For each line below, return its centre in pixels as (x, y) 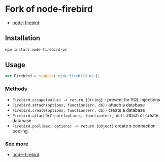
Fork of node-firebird (49, 9)
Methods (16, 89)
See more (17, 144)
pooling (20, 131)
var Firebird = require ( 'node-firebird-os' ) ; (52, 76)
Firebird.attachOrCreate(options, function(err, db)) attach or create (85, 115)
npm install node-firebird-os (36, 49)
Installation (23, 38)
